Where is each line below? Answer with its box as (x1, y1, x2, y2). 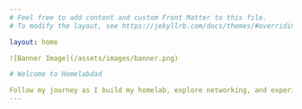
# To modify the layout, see (9, 21, 119, 30)
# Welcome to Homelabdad (9, 70, 102, 79)
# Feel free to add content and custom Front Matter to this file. (9, 13, 268, 22)
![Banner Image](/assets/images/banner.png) (9, 54, 179, 63)
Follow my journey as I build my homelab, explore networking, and (9, 86, 268, 95)
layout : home (9, 38, 58, 46)
